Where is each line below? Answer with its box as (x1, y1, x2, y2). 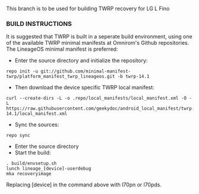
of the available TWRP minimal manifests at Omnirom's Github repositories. (6, 40, 190, 47)
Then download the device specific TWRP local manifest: (14, 84, 155, 91)
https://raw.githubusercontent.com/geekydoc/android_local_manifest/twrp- (6, 106, 195, 111)
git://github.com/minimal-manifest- (40, 68, 131, 74)
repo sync (6, 133, 31, 139)
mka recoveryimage (6, 171, 52, 177)
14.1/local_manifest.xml (6, 111, 68, 117)
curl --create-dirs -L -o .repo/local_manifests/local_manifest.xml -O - (6, 96, 192, 101)
